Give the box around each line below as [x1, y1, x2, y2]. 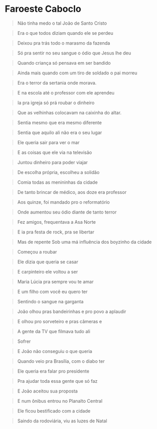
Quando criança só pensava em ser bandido [17, 60, 111, 66]
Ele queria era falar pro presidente [17, 368, 89, 374]
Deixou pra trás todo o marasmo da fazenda [17, 40, 110, 46]
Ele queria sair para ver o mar [17, 139, 80, 145]
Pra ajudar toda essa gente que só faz [17, 378, 98, 384]
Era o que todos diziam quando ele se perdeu [17, 30, 114, 36]
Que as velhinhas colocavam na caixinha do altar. [17, 109, 122, 115]
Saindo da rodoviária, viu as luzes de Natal [17, 418, 107, 424]
